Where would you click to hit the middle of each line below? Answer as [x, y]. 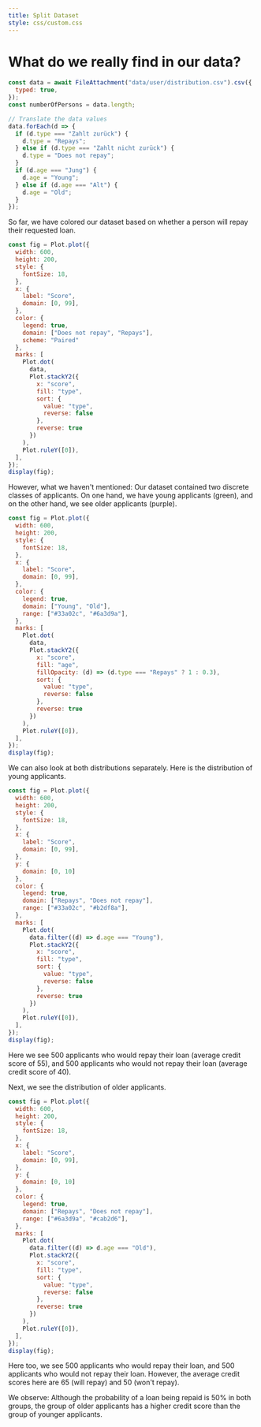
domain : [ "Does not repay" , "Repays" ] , [88, 333]
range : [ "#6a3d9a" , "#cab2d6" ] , [75, 1219]
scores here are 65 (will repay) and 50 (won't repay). [94, 1382]
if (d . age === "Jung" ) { [56, 170]
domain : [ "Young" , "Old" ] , [67, 606]
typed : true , [37, 90]
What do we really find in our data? [125, 62]
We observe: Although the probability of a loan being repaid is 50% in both [130, 1398]
